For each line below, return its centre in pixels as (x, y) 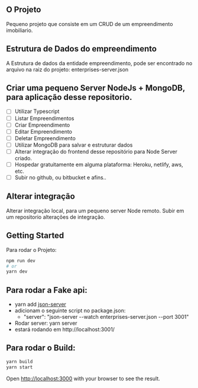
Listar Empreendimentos (44, 118)
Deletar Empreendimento (45, 138)
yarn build (20, 361)
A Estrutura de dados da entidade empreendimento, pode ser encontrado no (99, 63)
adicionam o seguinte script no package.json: (70, 311)
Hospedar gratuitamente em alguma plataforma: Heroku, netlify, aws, (99, 164)
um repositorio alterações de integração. (56, 217)
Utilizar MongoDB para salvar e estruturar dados (74, 145)
